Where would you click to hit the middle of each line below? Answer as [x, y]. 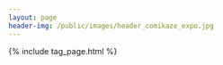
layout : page [33, 17]
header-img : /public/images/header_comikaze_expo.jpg [111, 26]
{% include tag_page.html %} [63, 51]
